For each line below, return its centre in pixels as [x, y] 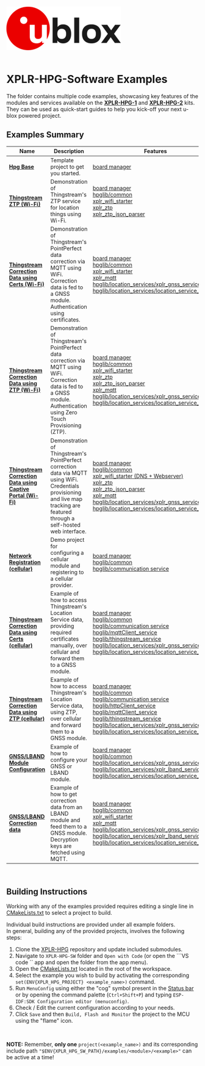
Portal [17, 495]
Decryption [64, 839]
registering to [67, 572]
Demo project [67, 539]
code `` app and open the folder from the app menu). [81, 962]
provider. [62, 585]
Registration [25, 563]
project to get [67, 167]
